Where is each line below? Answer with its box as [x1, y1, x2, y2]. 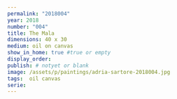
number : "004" [7, 23, 49, 30]
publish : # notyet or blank [7, 62, 90, 69]
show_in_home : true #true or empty [7, 49, 111, 56]
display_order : [7, 56, 52, 63]
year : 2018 [7, 17, 39, 24]
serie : [7, 82, 27, 89]
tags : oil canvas [7, 75, 61, 82]
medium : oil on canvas [7, 43, 73, 49]
